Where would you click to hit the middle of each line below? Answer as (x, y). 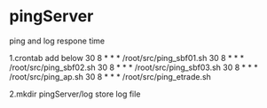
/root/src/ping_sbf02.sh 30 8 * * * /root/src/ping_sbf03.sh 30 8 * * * (134, 67)
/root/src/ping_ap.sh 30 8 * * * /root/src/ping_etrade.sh (110, 76)
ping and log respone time (57, 41)
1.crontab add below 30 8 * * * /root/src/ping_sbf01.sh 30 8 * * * (127, 58)
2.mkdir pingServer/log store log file (75, 94)
